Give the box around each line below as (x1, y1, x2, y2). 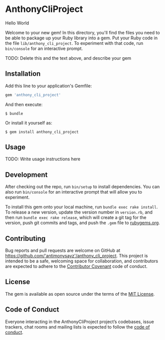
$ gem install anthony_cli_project (5, 129, 79, 134)
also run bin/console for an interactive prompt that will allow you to (5, 189, 143, 195)
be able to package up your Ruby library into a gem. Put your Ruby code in (5, 35, 158, 41)
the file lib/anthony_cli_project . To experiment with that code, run (5, 40, 143, 46)
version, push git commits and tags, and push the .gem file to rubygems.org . (5, 220, 161, 226)
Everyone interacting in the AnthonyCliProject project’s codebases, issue (5, 319, 154, 325)
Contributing (5, 234, 46, 242)
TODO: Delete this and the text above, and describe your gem (5, 55, 132, 61)
